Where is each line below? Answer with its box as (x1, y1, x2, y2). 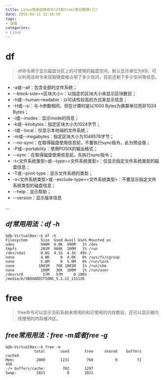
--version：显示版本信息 (12, 195, 62, 201)
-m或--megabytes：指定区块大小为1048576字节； (12, 133, 114, 139)
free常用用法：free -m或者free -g (5, 331, 108, 340)
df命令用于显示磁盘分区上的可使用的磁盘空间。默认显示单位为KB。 (17, 68, 152, 74)
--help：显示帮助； (12, 188, 52, 194)
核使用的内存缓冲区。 (17, 315, 61, 321)
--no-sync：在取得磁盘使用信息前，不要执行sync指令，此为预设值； (12, 139, 151, 145)
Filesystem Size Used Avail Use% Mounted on (5, 237, 111, 243)
